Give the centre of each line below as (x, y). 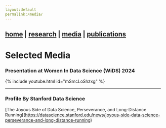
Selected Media (38, 55)
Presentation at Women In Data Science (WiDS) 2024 (70, 71)
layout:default (21, 10)
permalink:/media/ (24, 14)
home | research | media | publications (66, 34)
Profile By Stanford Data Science (45, 99)
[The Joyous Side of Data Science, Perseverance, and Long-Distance (76, 109)
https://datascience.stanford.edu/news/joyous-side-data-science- (93, 115)
